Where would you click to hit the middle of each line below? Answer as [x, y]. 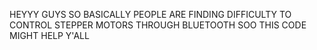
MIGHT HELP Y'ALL [49, 35]
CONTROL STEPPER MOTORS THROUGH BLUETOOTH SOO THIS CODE [158, 25]
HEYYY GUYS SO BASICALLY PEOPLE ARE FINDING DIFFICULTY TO [150, 14]
